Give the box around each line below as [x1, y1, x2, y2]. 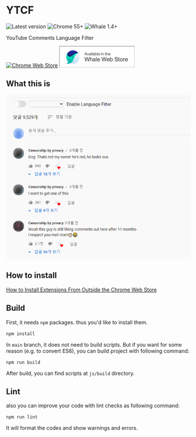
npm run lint [6, 414, 38, 420]
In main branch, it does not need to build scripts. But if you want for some [6, 341, 183, 348]
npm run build [6, 359, 41, 365]
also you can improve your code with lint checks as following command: [6, 402, 180, 409]
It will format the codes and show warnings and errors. [6, 425, 138, 432]
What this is [6, 79, 51, 89]
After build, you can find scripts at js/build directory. [6, 370, 135, 377]
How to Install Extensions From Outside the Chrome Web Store [6, 286, 157, 293]
